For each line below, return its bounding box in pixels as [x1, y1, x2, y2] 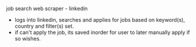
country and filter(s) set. [14, 23, 74, 29]
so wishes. [14, 35, 41, 42]
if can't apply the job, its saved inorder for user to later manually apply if [14, 29, 190, 36]
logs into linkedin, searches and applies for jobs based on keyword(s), [14, 16, 185, 23]
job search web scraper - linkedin [6, 5, 88, 12]
